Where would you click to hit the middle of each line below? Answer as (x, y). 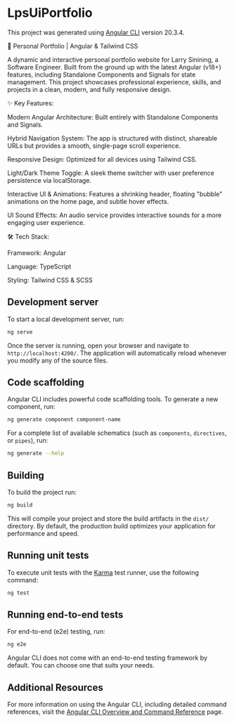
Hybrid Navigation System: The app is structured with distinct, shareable (112, 138)
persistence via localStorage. (50, 180)
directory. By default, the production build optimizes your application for (112, 526)
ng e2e (17, 644)
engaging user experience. (46, 222)
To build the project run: (42, 492)
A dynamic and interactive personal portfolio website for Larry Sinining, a (113, 59)
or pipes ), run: (28, 441)
